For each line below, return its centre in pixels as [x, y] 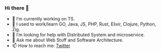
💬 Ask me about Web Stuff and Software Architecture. [67, 40]
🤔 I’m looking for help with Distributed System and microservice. [78, 35]
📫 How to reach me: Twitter [41, 46]
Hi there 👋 [17, 8]
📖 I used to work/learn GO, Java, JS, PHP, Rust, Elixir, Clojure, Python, [84, 24]
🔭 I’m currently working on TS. [43, 19]
